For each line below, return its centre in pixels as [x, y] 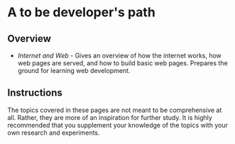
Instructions [35, 93]
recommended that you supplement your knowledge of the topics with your [118, 125]
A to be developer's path [82, 12]
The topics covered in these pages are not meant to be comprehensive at [115, 110]
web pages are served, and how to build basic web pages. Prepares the [123, 63]
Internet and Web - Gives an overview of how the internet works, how [120, 55]
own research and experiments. [54, 133]
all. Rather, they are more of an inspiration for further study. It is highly [110, 117]
